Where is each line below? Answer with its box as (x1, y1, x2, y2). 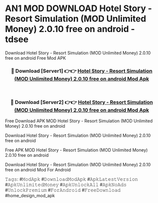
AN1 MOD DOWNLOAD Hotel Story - (5, 3, 152, 14)
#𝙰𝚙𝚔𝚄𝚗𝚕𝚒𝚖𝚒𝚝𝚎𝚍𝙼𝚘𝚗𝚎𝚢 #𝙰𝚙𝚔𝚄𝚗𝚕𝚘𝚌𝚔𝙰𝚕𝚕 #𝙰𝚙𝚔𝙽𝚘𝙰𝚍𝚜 (5, 182, 127, 187)
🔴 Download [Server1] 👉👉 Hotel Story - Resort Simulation (11, 68, 153, 74)
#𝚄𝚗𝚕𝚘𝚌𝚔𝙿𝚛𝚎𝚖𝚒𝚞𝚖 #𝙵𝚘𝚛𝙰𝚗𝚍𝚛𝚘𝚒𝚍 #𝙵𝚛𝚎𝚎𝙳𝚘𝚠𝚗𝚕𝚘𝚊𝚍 (5, 187, 121, 193)
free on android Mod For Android (5, 167, 71, 172)
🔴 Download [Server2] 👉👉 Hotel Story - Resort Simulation (10, 99, 153, 106)
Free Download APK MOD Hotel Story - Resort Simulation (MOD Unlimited (5, 118, 153, 124)
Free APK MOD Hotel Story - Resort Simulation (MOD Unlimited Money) (5, 147, 148, 153)
